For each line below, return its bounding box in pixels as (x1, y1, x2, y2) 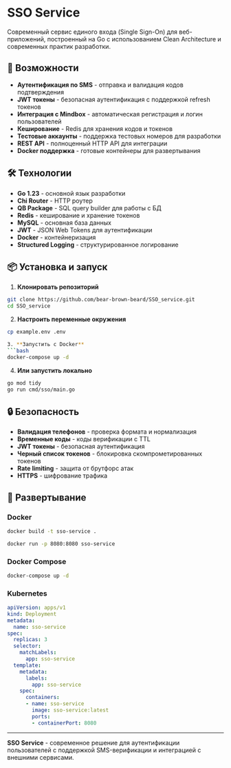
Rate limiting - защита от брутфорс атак (16, 464, 134, 473)
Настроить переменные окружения (16, 315, 126, 323)
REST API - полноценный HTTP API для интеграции (16, 139, 168, 148)
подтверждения (16, 88, 64, 96)
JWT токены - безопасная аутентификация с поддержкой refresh (16, 95, 211, 103)
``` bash (7, 347, 30, 354)
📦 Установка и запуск (7, 261, 108, 273)
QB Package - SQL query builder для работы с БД (16, 203, 162, 212)
